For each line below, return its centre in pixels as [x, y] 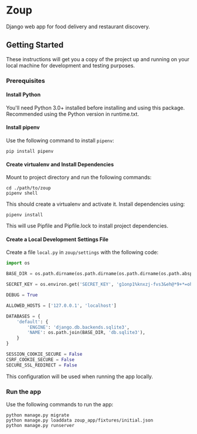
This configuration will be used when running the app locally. [80, 376]
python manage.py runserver [40, 426]
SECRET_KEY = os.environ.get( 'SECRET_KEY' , [60, 285]
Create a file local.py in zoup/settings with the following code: [82, 252]
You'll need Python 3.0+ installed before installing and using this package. [96, 108]
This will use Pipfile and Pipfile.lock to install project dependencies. [87, 226]
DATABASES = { [23, 316]
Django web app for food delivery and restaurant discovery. [78, 26]
